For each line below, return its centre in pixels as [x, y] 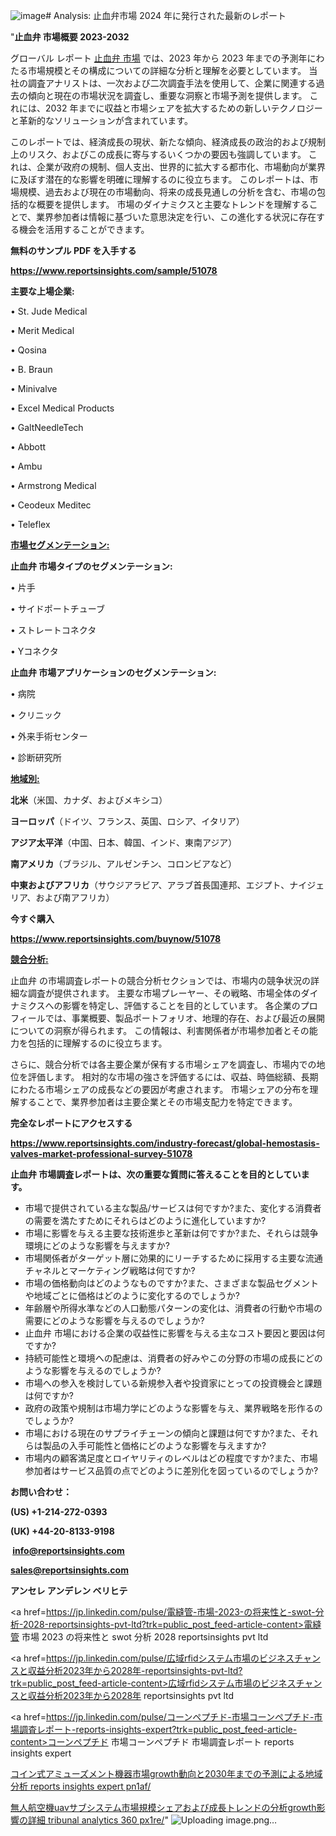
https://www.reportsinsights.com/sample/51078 [114, 270]
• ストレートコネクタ [53, 630]
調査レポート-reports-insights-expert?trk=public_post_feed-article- [158, 1729]
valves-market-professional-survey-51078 [101, 1153]
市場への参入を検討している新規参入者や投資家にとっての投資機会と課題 [173, 1383]
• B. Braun [31, 369]
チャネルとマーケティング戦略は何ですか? [110, 1270]
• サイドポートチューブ [57, 608]
